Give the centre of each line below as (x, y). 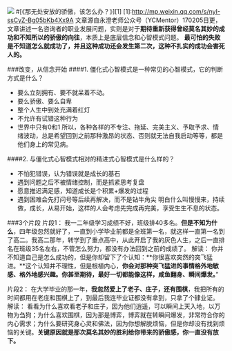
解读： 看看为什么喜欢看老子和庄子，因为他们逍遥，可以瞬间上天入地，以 (111, 306)
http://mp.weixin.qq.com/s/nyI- (176, 11)
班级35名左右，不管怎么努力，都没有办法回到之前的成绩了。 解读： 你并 (121, 249)
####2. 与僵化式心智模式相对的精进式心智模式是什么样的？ (91, 159)
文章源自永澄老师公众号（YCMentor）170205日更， (148, 20)
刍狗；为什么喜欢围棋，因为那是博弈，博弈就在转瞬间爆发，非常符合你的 (122, 315)
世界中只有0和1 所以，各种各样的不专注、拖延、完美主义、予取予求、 (115, 127)
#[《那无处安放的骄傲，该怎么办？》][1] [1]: (74, 11)
